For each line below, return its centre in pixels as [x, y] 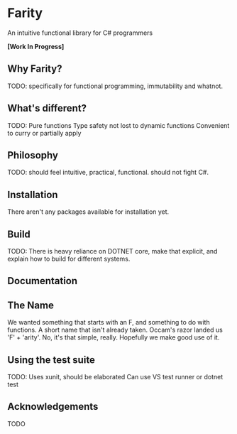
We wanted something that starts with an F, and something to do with [109, 322]
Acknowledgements [53, 407]
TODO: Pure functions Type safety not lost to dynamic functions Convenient [118, 125]
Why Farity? [35, 69]
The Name [31, 305]
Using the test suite [51, 360]
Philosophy [33, 155]
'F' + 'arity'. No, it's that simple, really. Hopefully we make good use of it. [114, 337]
